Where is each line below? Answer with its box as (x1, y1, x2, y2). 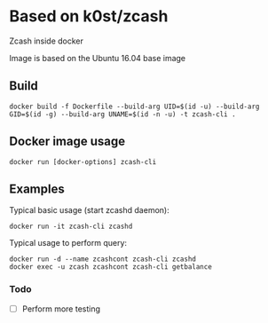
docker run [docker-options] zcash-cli (9, 157, 157, 166)
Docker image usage (9, 134, 126, 149)
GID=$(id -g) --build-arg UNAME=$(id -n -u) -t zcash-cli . (9, 109, 237, 119)
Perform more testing (21, 303, 100, 314)
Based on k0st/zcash (9, 6, 169, 27)
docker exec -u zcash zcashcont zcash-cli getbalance (9, 263, 213, 272)
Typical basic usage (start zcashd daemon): (9, 205, 170, 216)
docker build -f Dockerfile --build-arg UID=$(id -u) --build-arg (9, 102, 260, 111)
